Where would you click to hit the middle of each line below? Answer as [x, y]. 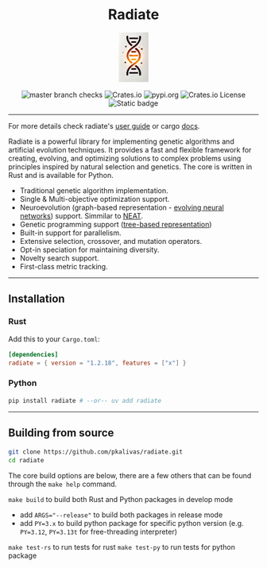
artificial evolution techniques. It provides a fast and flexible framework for [130, 149]
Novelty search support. [59, 258]
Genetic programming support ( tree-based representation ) [116, 224]
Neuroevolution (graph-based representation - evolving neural [122, 207]
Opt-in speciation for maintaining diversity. [89, 249]
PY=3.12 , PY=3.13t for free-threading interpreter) [98, 532]
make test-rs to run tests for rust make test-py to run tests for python [122, 547]
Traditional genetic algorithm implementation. [94, 190]
